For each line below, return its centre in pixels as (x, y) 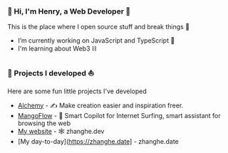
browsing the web (44, 123)
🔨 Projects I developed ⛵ (51, 73)
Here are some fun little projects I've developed (77, 91)
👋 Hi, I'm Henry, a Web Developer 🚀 (69, 11)
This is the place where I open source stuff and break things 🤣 (99, 27)
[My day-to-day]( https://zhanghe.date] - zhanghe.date (98, 141)
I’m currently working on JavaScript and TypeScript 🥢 (96, 41)
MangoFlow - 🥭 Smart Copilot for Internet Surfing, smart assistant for (119, 115)
